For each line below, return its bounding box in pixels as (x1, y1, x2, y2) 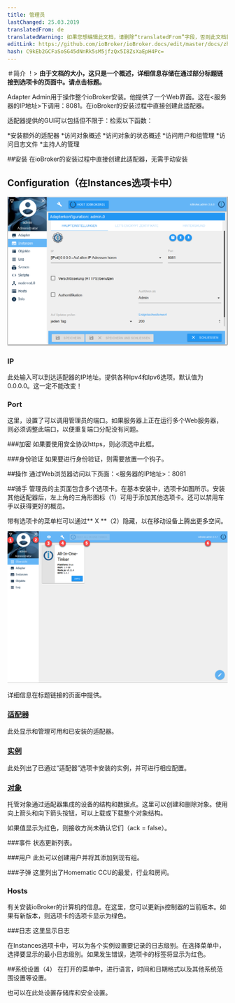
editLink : (7, 41, 36, 48)
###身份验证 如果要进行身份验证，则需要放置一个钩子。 (7, 455, 168, 463)
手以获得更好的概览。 (7, 502, 69, 511)
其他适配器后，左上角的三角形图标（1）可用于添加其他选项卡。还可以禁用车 (7, 493, 225, 501)
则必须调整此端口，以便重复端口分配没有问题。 (7, 425, 142, 434)
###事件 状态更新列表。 (7, 839, 76, 847)
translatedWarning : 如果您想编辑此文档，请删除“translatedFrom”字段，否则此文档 (7, 34, 227, 41)
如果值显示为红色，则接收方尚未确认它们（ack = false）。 (7, 824, 171, 832)
